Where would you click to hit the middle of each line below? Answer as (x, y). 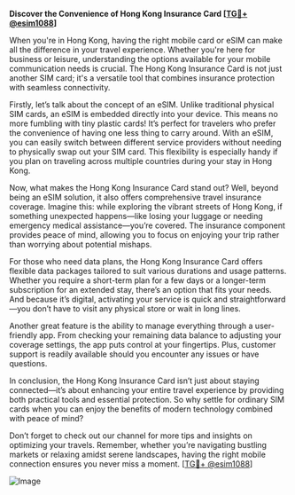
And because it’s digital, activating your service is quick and (119, 299)
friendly (23, 335)
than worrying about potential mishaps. (81, 244)
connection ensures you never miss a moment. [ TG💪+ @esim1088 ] (131, 464)
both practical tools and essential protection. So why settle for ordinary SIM (147, 400)
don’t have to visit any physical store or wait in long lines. (136, 309)
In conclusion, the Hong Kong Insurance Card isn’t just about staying (134, 381)
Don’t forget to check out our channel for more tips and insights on (131, 436)
